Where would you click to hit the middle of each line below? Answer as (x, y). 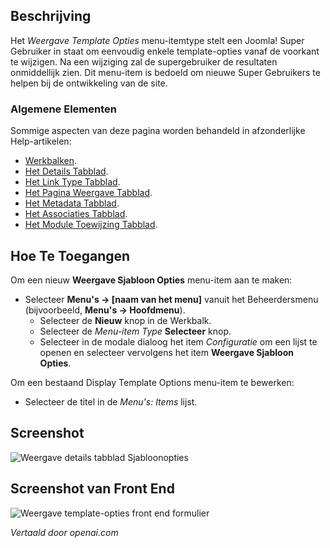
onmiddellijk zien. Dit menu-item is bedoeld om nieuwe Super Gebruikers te (165, 72)
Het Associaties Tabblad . (76, 214)
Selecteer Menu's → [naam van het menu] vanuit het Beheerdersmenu (171, 299)
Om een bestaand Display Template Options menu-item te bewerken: (152, 382)
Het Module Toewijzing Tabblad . (91, 225)
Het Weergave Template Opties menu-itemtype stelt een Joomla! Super (157, 40)
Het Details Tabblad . (66, 171)
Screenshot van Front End (92, 489)
